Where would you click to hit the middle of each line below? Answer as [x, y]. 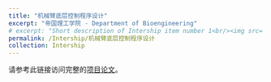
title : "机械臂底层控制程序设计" [58, 16]
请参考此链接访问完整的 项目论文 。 [65, 70]
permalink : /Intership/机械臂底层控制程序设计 [82, 38]
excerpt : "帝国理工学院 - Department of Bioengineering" [103, 23]
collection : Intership [47, 46]
